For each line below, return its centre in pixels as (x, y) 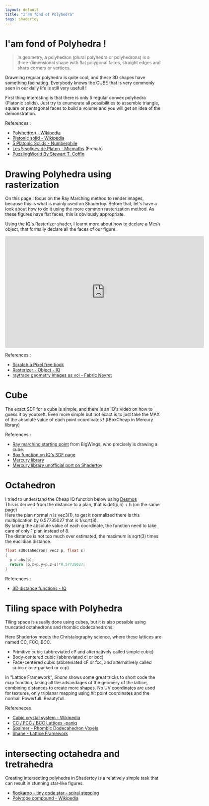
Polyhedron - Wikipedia (36, 133)
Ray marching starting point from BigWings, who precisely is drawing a (85, 444)
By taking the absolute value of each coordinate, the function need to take (81, 526)
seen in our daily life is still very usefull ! (46, 88)
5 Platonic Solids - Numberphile (45, 143)
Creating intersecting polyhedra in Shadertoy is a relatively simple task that (82, 778)
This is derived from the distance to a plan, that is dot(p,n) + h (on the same (82, 505)
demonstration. (21, 114)
